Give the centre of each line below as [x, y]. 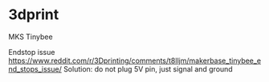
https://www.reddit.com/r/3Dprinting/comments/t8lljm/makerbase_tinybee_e [135, 61]
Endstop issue [32, 52]
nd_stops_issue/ [35, 68]
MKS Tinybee [31, 37]
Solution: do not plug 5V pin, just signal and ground [148, 68]
